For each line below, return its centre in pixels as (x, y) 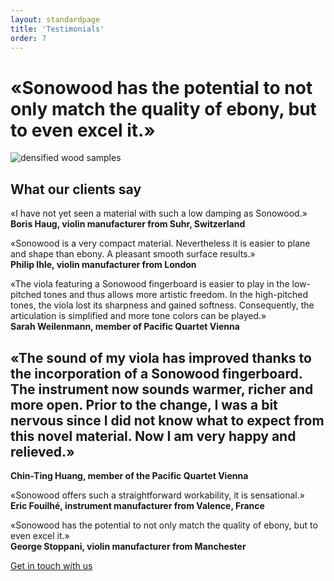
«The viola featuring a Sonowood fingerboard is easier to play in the (150, 284)
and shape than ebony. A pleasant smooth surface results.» (133, 254)
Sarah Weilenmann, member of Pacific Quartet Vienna (125, 327)
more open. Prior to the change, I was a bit (144, 404)
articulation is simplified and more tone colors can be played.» (138, 316)
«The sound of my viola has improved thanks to (161, 357)
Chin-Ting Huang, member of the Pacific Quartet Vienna (129, 475)
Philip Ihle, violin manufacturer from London (103, 265)
